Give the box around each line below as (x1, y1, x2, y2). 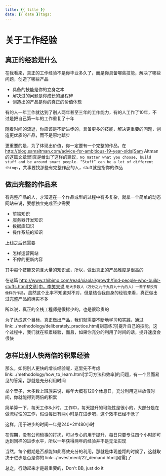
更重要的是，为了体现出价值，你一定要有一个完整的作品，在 (5, 143, 126, 148)
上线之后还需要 (5, 240, 36, 246)
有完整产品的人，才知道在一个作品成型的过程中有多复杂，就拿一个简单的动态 (5, 194, 161, 200)
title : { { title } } (5, 7, 45, 12)
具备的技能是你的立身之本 (12, 86, 65, 92)
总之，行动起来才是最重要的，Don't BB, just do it (5, 465, 104, 471)
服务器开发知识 (12, 217, 43, 223)
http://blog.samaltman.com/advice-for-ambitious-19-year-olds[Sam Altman (5, 148, 159, 154)
